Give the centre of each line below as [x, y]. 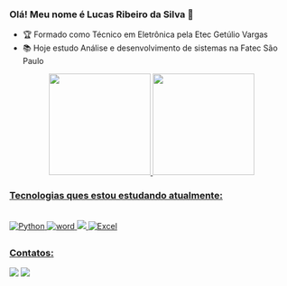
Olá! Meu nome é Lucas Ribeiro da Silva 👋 [102, 14]
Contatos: [32, 253]
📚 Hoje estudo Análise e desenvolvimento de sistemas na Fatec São [150, 48]
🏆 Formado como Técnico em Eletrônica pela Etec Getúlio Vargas [145, 34]
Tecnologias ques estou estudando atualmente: [116, 196]
